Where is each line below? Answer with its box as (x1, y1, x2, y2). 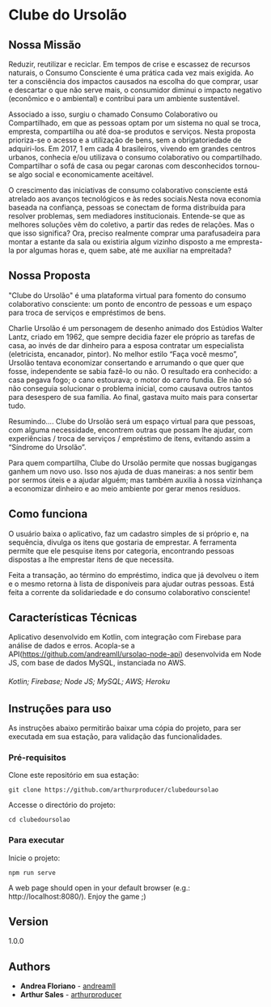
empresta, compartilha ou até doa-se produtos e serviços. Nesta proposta (8, 127, 256, 136)
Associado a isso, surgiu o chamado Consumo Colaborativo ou (8, 109, 218, 119)
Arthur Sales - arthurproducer (19, 990, 122, 1000)
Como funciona (8, 508, 88, 521)
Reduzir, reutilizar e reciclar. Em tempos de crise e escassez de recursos (8, 59, 251, 69)
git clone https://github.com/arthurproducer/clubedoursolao (8, 786, 219, 794)
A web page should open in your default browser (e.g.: (8, 882, 191, 892)
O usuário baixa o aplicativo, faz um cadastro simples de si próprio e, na (8, 529, 249, 538)
